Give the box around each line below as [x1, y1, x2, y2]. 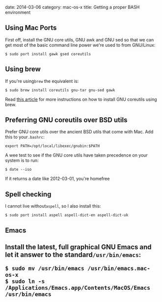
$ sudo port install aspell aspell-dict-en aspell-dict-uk [5, 213, 129, 218]
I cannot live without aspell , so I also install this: [5, 203, 101, 209]
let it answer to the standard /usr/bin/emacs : [5, 251, 141, 259]
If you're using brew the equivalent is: [5, 78, 79, 84]
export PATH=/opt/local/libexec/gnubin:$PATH [5, 144, 100, 149]
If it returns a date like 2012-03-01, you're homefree [5, 176, 110, 182]
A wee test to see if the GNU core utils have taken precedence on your [5, 152, 148, 158]
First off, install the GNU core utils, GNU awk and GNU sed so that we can [5, 37, 154, 42]
